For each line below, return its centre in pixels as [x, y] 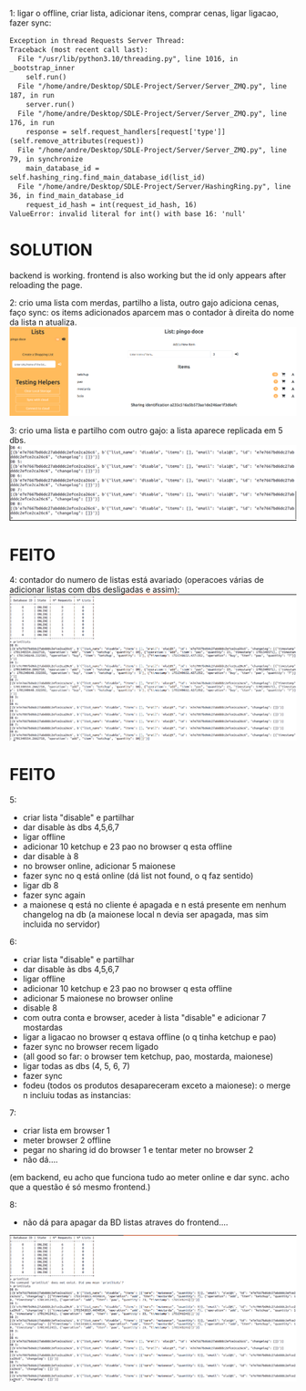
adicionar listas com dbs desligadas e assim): [95, 590]
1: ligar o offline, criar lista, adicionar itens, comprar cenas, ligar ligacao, [144, 13]
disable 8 [40, 1008]
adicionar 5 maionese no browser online [98, 999]
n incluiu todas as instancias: [77, 1095]
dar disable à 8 [51, 856]
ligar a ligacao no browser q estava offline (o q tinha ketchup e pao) [149, 1037]
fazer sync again [54, 895]
